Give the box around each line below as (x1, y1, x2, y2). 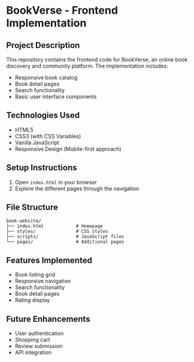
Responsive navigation (14, 278, 71, 285)
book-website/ (6, 218, 42, 224)
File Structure (6, 202, 58, 212)
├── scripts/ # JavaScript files (6, 234, 125, 240)
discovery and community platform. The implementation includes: (6, 62, 169, 69)
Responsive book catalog (14, 74, 78, 81)
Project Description (6, 40, 80, 50)
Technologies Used (6, 110, 80, 120)
